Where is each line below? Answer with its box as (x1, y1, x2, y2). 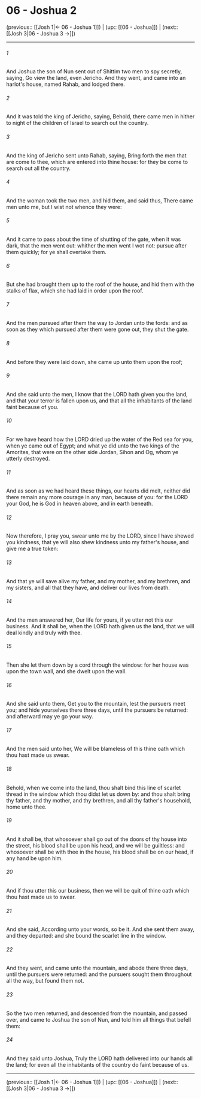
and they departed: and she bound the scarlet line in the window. (6, 932, 166, 939)
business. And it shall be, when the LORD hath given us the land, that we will (6, 622, 194, 629)
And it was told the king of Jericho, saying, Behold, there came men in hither (6, 113, 195, 120)
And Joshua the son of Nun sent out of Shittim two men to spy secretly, (6, 68, 182, 75)
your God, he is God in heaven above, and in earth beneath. (6, 500, 154, 508)
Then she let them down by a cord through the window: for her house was (6, 661, 189, 669)
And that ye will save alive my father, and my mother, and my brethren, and (6, 577, 190, 584)
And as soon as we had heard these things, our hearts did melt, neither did (6, 487, 190, 494)
